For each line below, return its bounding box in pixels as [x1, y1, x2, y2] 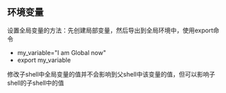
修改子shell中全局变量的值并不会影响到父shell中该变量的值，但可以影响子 [7, 70, 216, 78]
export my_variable [17, 56, 71, 64]
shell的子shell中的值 [7, 79, 64, 87]
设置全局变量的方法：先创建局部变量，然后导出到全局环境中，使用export [7, 26, 214, 34]
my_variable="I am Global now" [17, 48, 106, 56]
